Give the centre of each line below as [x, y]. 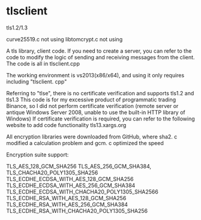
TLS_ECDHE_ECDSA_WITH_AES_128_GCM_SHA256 [70, 179]
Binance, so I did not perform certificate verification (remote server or [92, 106]
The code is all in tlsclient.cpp [43, 64]
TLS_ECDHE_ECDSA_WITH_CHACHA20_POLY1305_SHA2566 [82, 192]
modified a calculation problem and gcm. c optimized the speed [85, 143]
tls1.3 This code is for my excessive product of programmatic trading [91, 100]
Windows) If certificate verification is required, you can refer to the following [100, 119]
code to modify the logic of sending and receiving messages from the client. [100, 57]
